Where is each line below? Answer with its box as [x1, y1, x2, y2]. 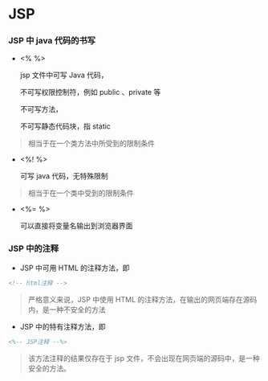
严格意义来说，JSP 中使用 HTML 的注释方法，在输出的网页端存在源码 [27, 294, 258, 304]
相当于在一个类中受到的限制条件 [27, 188, 134, 198]
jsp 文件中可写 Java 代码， [19, 70, 108, 80]
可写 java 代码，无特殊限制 [19, 171, 108, 181]
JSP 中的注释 [8, 243, 59, 254]
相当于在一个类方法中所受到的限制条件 [27, 138, 155, 149]
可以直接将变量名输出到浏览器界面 [19, 221, 133, 231]
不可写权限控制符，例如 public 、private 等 [19, 88, 161, 97]
